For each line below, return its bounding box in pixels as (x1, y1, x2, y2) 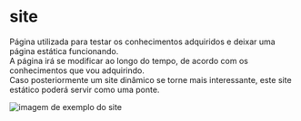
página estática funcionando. (9, 45, 119, 56)
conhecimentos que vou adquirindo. (9, 65, 145, 76)
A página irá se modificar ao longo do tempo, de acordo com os (9, 55, 248, 66)
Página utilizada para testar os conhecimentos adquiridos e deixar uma (9, 36, 276, 47)
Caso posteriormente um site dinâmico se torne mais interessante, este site (9, 74, 293, 85)
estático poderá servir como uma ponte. (9, 84, 160, 95)
